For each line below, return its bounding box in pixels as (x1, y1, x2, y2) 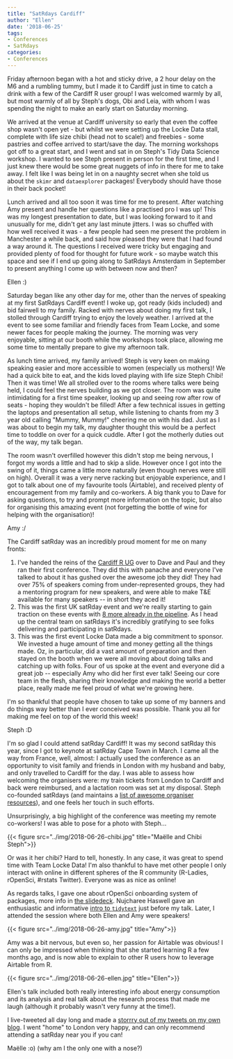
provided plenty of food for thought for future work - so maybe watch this (7, 249, 218, 257)
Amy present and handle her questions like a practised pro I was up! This (7, 205, 216, 213)
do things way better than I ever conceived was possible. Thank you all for (7, 704, 220, 713)
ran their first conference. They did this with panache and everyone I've (17, 565, 223, 574)
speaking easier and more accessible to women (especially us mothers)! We (7, 363, 226, 372)
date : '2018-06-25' (7, 23, 64, 30)
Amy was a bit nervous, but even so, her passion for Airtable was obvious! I (7, 938, 223, 946)
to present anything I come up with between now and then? (7, 264, 177, 272)
